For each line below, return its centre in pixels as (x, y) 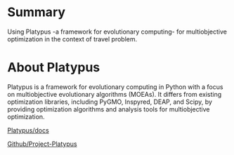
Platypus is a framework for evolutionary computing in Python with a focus (115, 87)
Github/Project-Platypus (42, 144)
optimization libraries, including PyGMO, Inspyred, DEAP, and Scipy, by (110, 102)
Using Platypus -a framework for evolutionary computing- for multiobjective (117, 32)
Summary (36, 12)
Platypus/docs (28, 130)
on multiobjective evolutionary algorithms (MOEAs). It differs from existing (115, 94)
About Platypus (54, 68)
